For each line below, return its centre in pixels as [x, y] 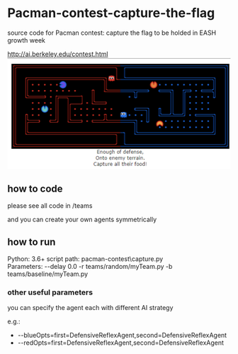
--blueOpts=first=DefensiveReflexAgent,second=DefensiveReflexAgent [122, 336]
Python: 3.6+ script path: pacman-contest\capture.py [85, 259]
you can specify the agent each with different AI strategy [90, 308]
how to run [32, 242]
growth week [27, 40]
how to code [35, 188]
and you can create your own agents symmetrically [82, 220]
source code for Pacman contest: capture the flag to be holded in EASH [112, 33]
